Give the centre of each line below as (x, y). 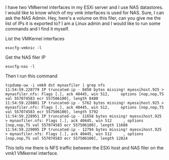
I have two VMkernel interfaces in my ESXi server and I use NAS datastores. (84, 7)
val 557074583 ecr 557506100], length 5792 (52, 112)
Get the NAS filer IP (26, 57)
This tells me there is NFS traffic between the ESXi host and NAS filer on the (85, 148)
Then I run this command (31, 76)
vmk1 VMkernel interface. (32, 153)
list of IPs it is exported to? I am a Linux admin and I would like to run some (83, 23)
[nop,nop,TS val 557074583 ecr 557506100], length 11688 (67, 125)
